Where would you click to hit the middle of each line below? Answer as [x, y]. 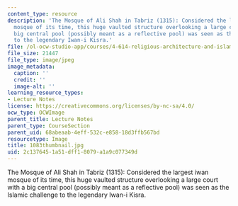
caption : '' [32, 73]
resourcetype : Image [38, 139]
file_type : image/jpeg [41, 60]
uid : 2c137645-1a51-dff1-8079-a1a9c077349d [73, 152]
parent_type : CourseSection [49, 126]
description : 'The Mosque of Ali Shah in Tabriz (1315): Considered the [117, 21]
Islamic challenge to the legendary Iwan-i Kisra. [77, 195]
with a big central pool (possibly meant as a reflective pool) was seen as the [118, 187]
